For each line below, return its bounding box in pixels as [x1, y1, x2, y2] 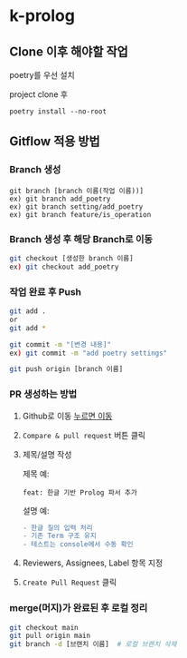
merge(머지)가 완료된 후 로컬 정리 [9, 602, 148, 614]
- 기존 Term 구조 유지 [22, 532, 97, 541]
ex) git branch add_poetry [9, 194, 111, 203]
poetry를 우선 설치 [9, 70, 75, 80]
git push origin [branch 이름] [9, 365, 124, 374]
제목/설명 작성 [22, 448, 72, 459]
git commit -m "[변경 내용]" [9, 339, 111, 349]
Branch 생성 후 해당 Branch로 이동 [9, 232, 154, 245]
